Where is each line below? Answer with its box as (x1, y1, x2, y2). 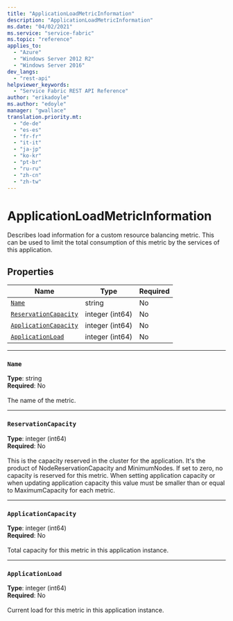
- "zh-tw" (13, 178, 42, 185)
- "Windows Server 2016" (13, 62, 85, 69)
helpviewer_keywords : (7, 81, 70, 88)
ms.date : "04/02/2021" (7, 23, 73, 30)
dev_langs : (7, 68, 39, 75)
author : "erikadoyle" (7, 94, 70, 101)
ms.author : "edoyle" (7, 101, 67, 108)
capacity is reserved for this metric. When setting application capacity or (7, 471, 216, 479)
